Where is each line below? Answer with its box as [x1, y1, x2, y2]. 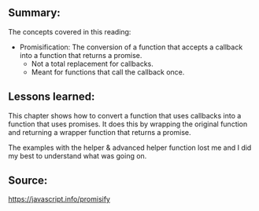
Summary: [8, 6, 61, 20]
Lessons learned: [8, 90, 95, 104]
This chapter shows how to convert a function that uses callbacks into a [8, 111, 242, 120]
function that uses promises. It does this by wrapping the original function [8, 119, 248, 129]
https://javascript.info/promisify [8, 195, 110, 204]
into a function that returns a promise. [19, 50, 142, 60]
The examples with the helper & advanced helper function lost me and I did [8, 143, 252, 152]
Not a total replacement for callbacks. [31, 59, 154, 68]
